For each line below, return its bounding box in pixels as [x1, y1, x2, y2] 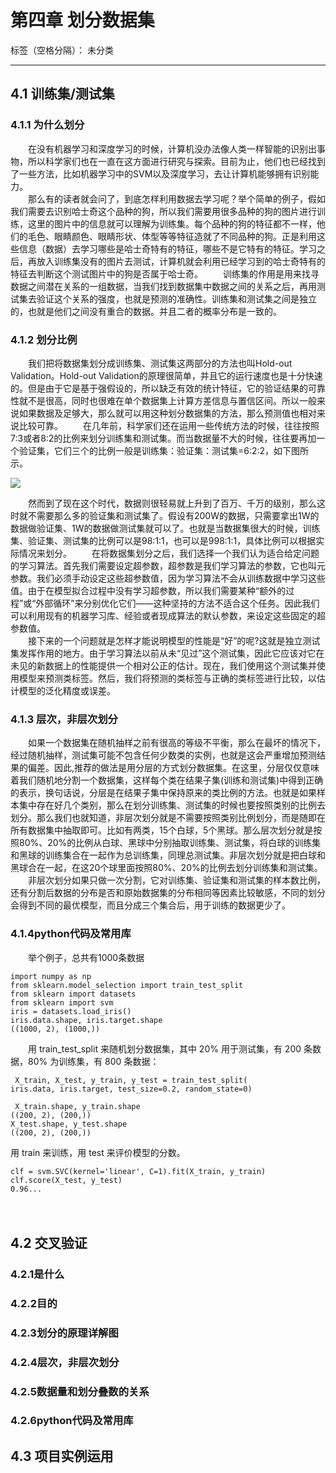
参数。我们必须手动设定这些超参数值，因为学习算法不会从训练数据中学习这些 [10, 572, 326, 584]
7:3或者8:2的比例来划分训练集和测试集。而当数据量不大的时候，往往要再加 [10, 432, 317, 444]
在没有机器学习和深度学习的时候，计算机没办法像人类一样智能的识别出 [27, 142, 317, 155]
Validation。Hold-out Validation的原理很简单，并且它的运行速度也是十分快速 [10, 369, 323, 381]
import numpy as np [10, 971, 92, 981]
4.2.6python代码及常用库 [10, 1414, 134, 1428]
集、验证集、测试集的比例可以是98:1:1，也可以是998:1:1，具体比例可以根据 [10, 534, 317, 546]
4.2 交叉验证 [10, 1234, 88, 1251]
